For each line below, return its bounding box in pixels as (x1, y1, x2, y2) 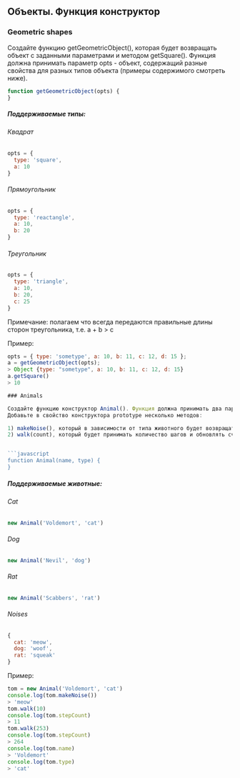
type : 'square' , (14, 156, 62, 164)
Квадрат (7, 128, 34, 136)
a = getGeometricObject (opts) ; (7, 359, 101, 366)
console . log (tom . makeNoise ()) (7, 692, 98, 699)
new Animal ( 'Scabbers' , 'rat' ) (7, 594, 101, 602)
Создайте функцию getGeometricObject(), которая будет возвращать (7, 43, 217, 52)
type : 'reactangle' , (14, 214, 75, 221)
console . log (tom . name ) (7, 744, 75, 752)
